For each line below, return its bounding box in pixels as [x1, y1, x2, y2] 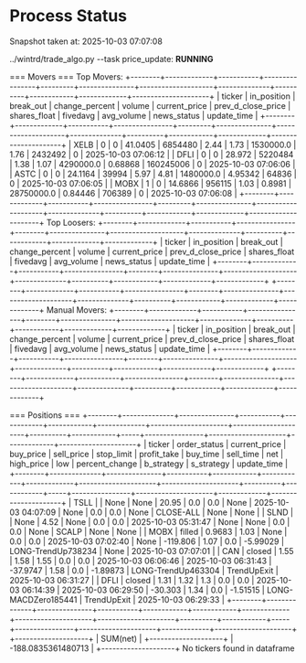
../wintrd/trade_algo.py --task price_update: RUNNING [9, 53, 214, 64]
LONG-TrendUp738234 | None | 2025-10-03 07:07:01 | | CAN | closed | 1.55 [9, 545, 294, 556]
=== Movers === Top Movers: [9, 70, 123, 82]
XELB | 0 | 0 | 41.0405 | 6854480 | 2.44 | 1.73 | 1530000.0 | [72, 139, 297, 150]
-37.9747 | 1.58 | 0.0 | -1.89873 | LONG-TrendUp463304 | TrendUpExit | [9, 564, 279, 576]
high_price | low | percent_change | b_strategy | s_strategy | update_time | [9, 458, 289, 469]
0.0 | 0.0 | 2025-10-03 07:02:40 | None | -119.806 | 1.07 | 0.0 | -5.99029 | [9, 536, 285, 547]
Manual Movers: [46, 304, 108, 315]
